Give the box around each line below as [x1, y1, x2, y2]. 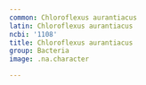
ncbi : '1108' [9, 30, 58, 38]
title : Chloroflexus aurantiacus [9, 38, 134, 47]
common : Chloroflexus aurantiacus [9, 13, 138, 22]
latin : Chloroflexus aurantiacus [9, 21, 134, 30]
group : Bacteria [9, 47, 69, 55]
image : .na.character [9, 55, 90, 64]
